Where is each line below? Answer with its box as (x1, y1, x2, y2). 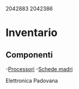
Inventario (5, 26, 58, 39)
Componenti (5, 50, 53, 60)
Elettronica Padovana (5, 77, 58, 84)
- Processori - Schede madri (5, 66, 73, 72)
